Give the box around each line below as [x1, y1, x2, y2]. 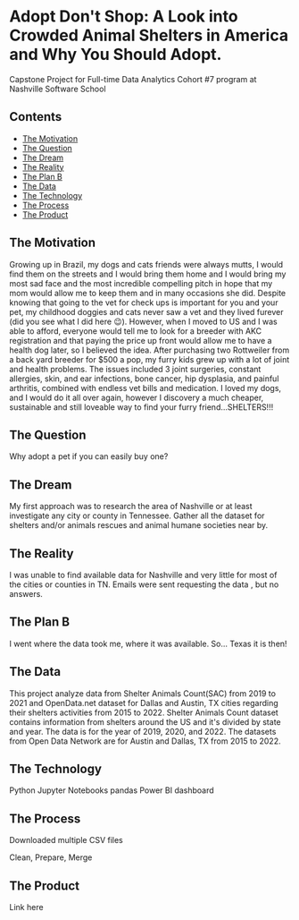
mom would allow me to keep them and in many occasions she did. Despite [9, 287, 287, 298]
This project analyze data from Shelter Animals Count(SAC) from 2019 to [9, 687, 277, 699]
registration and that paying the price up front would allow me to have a [9, 335, 272, 345]
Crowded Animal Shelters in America [9, 25, 288, 46]
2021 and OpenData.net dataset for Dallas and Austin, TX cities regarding [9, 697, 278, 708]
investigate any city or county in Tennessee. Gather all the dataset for [9, 510, 265, 521]
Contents [9, 109, 62, 124]
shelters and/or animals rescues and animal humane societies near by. [9, 520, 269, 531]
